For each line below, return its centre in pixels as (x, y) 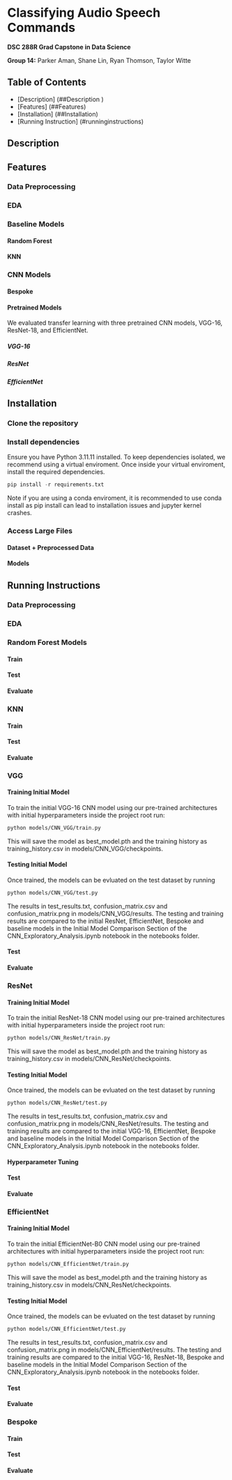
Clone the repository (43, 423)
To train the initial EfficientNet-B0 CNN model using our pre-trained (104, 1244)
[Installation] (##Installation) (58, 114)
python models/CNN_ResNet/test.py (57, 1103)
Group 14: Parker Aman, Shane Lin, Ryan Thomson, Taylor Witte (99, 60)
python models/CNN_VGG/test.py (53, 893)
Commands (41, 28)
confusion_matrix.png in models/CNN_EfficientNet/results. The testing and (114, 1350)
